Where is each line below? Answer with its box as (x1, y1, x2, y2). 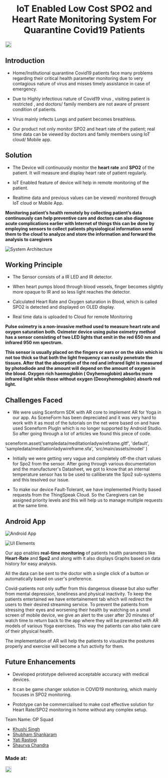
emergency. (12, 86, 38, 92)
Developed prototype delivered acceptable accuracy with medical (12, 671, 149, 677)
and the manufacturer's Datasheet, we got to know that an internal (12, 466, 150, 472)
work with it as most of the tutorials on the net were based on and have (12, 420, 159, 426)
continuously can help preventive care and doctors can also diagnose (5, 215, 154, 221)
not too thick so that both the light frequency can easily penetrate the (5, 355, 153, 361)
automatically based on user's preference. (5, 576, 93, 581)
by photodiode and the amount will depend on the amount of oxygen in (5, 365, 155, 371)
